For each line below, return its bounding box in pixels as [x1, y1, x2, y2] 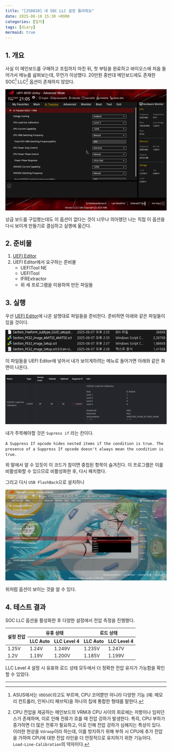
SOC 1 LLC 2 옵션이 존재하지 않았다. [5, 78, 75, 85]
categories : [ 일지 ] [5, 19, 45, 24]
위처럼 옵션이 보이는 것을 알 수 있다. [5, 586, 76, 592]
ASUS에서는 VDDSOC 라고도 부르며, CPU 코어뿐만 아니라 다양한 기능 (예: [12, 691, 154, 698]
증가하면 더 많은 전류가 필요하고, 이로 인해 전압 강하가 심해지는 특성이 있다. [12, 722, 162, 728]
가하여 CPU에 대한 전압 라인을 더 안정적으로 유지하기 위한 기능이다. [18, 735, 152, 741]
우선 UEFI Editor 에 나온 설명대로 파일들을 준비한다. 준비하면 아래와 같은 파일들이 [5, 313, 165, 319]
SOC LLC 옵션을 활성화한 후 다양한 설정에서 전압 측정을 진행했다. [5, 618, 135, 624]
